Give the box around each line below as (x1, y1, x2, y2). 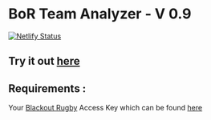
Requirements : (8, 82, 87, 95)
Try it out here (8, 54, 80, 68)
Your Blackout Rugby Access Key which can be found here (8, 103, 203, 113)
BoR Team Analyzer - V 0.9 (8, 5, 192, 23)
